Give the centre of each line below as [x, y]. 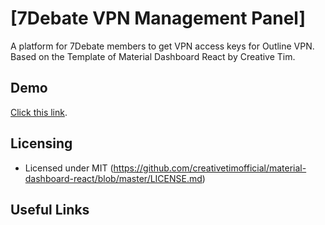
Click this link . [39, 112]
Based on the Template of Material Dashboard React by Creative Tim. [153, 56]
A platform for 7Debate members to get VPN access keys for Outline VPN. [162, 46]
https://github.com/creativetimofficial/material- [210, 168]
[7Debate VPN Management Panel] [158, 18]
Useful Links [50, 209]
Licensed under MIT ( [69, 168]
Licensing [41, 143]
